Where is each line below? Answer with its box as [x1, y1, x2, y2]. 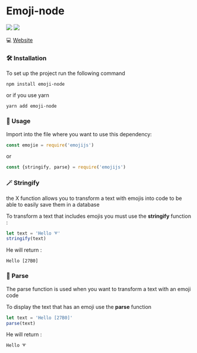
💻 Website [6, 36, 33, 43]
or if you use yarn [6, 92, 49, 99]
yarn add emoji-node [6, 103, 58, 110]
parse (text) [6, 320, 36, 326]
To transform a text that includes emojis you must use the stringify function [6, 213, 192, 220]
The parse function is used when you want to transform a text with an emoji [6, 285, 191, 292]
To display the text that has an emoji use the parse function [6, 303, 152, 310]
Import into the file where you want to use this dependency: [6, 130, 152, 138]
